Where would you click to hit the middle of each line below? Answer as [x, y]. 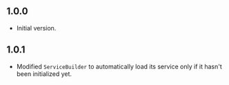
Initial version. [36, 28]
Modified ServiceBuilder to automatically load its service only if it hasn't [119, 66]
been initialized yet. [44, 74]
